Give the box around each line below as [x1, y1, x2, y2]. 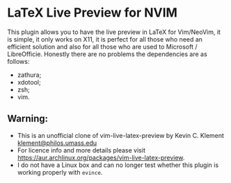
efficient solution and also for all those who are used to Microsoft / [7, 42, 198, 51]
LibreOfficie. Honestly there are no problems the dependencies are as [7, 50, 207, 58]
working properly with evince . [17, 168, 103, 176]
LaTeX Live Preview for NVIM [7, 5, 177, 21]
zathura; [17, 71, 42, 79]
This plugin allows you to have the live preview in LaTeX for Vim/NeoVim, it [7, 28, 221, 36]
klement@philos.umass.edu [17, 139, 97, 147]
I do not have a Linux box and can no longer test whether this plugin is [17, 161, 219, 169]
